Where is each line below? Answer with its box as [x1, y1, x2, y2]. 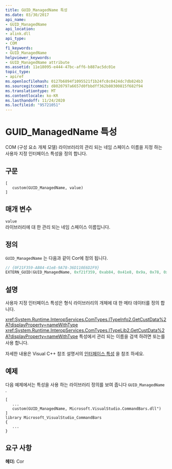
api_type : [5, 36, 27, 41]
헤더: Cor [5, 458, 25, 464]
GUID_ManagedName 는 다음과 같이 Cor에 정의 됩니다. [5, 255, 109, 261]
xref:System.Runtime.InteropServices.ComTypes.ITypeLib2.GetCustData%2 [5, 327, 165, 333]
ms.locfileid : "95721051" [5, 103, 60, 108]
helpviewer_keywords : [5, 55, 52, 60]
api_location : [5, 27, 36, 32]
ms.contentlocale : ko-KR [5, 93, 58, 98]
